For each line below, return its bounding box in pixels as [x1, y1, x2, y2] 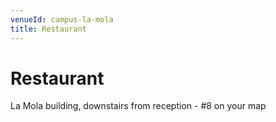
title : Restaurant [10, 24, 87, 34]
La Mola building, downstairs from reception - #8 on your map [10, 100, 267, 112]
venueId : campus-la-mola [10, 14, 114, 25]
